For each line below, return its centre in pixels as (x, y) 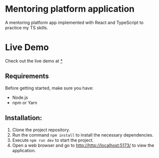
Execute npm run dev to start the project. (53, 140)
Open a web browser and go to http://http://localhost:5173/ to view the (83, 145)
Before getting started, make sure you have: (49, 88)
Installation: (24, 118)
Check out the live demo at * (34, 61)
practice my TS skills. (27, 27)
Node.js (20, 97)
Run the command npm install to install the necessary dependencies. (83, 135)
